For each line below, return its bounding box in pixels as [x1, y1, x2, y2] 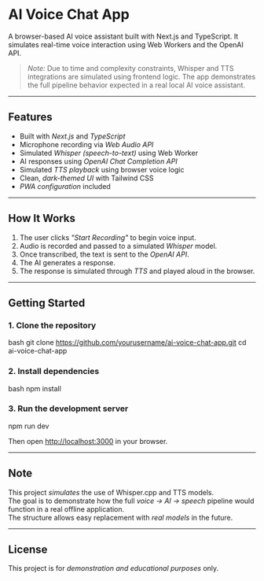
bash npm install [8, 383, 61, 393]
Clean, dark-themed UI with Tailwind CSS [19, 173, 155, 183]
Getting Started [8, 296, 86, 309]
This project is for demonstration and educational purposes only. [8, 564, 219, 573]
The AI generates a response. [19, 257, 116, 267]
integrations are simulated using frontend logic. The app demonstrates [27, 72, 256, 81]
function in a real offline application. [8, 504, 125, 513]
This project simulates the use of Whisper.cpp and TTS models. [8, 487, 214, 497]
